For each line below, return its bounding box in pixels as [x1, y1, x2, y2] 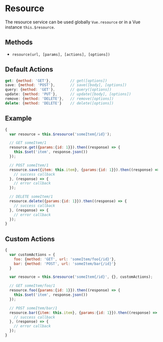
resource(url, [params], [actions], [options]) [12, 52, 110, 57]
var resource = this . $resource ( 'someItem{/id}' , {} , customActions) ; [9, 274, 153, 280]
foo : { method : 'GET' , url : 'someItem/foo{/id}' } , [14, 256, 116, 262]
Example [5, 114, 32, 123]
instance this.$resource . [5, 24, 55, 30]
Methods [5, 38, 33, 47]
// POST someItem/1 [9, 162, 49, 168]
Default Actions [5, 65, 53, 73]
